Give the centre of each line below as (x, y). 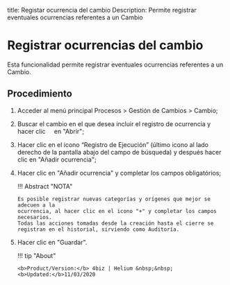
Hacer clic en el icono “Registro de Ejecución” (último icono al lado (113, 144)
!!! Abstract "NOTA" (45, 186)
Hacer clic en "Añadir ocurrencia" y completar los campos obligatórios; (119, 173)
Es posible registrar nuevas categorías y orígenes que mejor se (114, 199)
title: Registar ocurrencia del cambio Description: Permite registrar (102, 10)
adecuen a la (36, 205)
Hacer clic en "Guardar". (52, 242)
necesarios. (34, 217)
